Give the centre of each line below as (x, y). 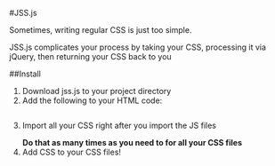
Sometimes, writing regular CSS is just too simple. (101, 30)
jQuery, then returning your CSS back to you (90, 56)
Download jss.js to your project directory (97, 91)
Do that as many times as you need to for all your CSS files (132, 142)
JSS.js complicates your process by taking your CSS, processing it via (138, 47)
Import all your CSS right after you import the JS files (119, 125)
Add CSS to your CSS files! (72, 152)
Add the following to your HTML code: (92, 100)
